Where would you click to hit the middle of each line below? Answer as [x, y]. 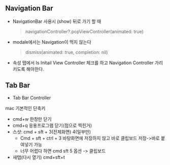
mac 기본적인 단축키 [25, 108]
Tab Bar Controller [32, 98]
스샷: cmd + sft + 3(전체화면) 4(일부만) [52, 131]
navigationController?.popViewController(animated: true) [84, 31]
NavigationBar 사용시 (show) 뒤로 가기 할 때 [57, 21]
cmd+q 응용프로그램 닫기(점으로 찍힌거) [52, 125]
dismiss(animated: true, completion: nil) [66, 52]
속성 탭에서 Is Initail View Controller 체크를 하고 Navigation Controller [83, 63]
